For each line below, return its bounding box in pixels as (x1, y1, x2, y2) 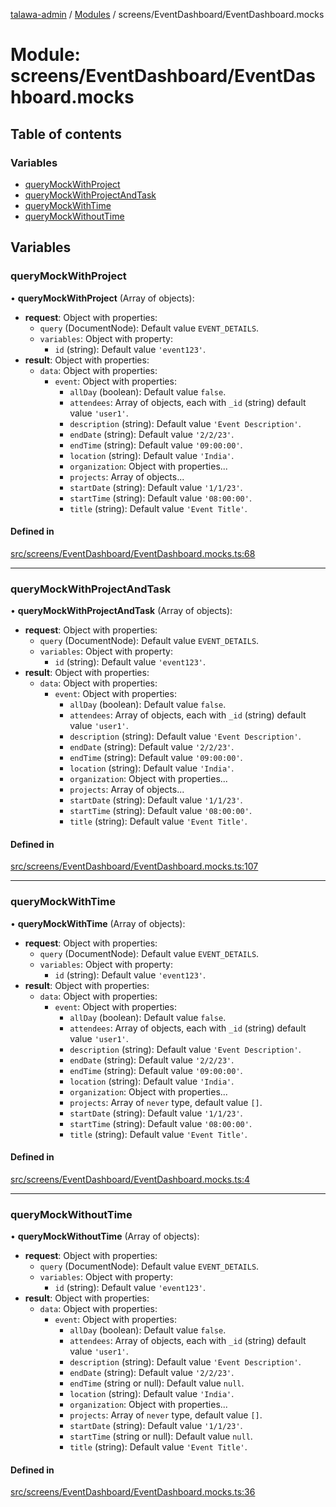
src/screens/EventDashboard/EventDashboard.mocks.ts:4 (10, 1173, 251, 1185)
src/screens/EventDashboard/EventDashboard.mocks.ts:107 (10, 860, 259, 873)
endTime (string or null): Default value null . (69, 1377, 245, 1389)
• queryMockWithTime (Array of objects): (10, 917, 186, 929)
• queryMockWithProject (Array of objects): (10, 292, 195, 304)
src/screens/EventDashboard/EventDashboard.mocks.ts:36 (10, 1486, 256, 1498)
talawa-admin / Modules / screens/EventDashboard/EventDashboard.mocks (10, 9, 325, 20)
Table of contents (10, 125, 122, 143)
